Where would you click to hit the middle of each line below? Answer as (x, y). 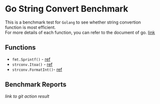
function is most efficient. (30, 27)
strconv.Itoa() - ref (32, 64)
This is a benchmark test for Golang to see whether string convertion (73, 22)
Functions (21, 47)
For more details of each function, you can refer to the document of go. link (80, 32)
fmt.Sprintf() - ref (31, 59)
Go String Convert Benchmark (67, 9)
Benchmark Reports (36, 84)
